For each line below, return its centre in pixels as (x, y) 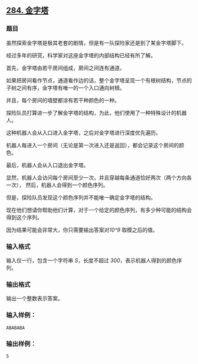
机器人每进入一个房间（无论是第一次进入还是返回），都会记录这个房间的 (93, 145)
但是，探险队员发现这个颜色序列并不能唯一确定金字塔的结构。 (81, 197)
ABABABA (16, 328)
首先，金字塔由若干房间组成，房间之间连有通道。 (65, 68)
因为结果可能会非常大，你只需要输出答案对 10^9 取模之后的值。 (82, 230)
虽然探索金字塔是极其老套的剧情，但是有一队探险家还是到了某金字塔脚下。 (96, 42)
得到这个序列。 (24, 217)
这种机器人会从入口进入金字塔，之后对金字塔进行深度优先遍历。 (83, 133)
